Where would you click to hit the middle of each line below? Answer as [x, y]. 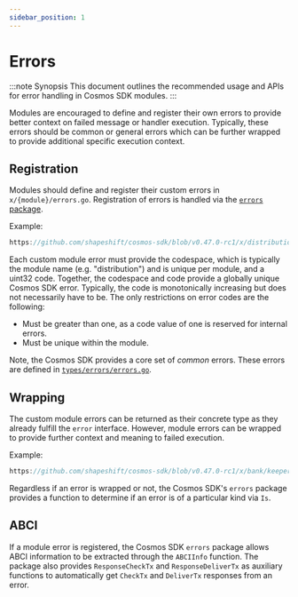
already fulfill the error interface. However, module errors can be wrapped [145, 428]
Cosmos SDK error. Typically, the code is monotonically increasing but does [148, 288]
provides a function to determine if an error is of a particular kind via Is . [140, 497]
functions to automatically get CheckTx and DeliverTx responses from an [141, 575]
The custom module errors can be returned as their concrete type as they [144, 419]
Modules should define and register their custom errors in [114, 190]
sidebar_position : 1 [47, 17]
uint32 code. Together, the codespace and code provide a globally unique [145, 279]
